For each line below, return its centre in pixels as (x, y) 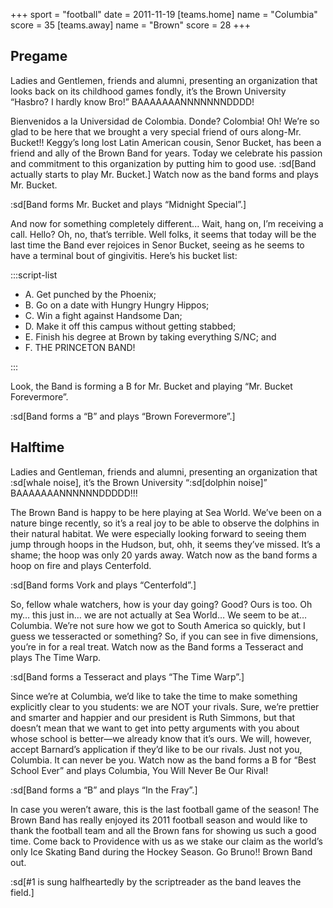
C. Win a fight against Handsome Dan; (103, 315)
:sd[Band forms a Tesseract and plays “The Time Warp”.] (127, 676)
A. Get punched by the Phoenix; (90, 294)
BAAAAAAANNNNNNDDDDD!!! (74, 493)
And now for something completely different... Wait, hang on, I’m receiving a (167, 223)
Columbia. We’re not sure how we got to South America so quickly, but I (158, 625)
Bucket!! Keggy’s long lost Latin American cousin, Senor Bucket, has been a (166, 142)
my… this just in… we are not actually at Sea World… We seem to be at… (159, 615)
